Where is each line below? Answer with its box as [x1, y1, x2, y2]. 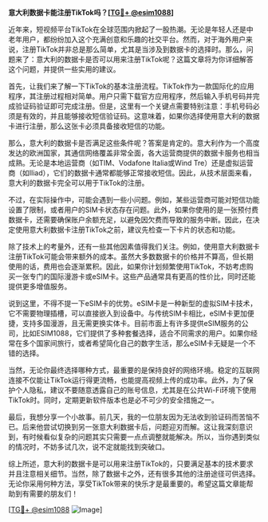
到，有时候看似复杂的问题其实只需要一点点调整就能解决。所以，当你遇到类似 [8, 432, 260, 442]
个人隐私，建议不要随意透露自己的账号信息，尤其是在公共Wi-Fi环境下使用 [14, 386, 257, 394]
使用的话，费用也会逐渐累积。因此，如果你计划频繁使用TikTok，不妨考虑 [8, 262, 247, 271]
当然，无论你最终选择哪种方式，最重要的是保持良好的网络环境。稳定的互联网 [8, 366, 260, 375]
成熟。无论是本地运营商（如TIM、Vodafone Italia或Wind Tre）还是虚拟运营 [8, 159, 254, 167]
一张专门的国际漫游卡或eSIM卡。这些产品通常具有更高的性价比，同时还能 [14, 272, 256, 281]
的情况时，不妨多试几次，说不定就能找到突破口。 [8, 442, 169, 451]
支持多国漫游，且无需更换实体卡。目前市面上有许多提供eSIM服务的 [22, 319, 242, 328]
